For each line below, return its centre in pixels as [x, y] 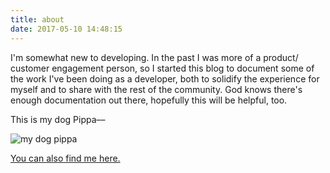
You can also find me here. [65, 158]
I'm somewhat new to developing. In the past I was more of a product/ [154, 57]
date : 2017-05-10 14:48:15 [66, 29]
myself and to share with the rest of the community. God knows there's [156, 89]
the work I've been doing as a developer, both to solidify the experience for [165, 78]
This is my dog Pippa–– [58, 119]
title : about [37, 19]
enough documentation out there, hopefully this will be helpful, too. [149, 100]
